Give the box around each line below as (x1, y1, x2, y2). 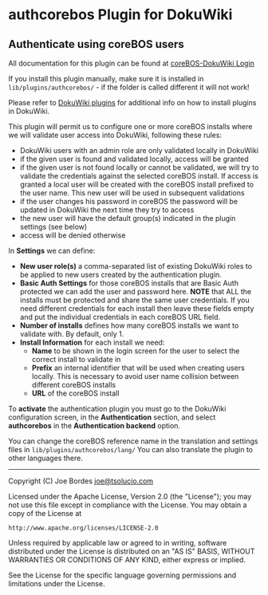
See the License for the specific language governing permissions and (8, 570, 237, 580)
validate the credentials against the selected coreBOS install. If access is (19, 171, 259, 180)
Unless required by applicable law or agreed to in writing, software (8, 538, 227, 547)
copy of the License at (8, 509, 82, 518)
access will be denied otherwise (19, 231, 126, 240)
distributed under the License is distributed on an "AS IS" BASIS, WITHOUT (8, 546, 255, 556)
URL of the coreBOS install (31, 388, 120, 398)
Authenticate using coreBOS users (8, 37, 185, 51)
